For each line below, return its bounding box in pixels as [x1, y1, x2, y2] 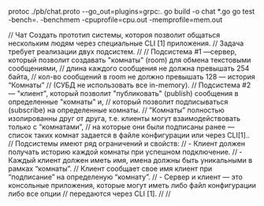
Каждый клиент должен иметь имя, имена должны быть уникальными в [8, 156, 253, 164]
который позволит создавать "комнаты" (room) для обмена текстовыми [8, 55, 251, 64]
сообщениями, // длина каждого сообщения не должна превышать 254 [8, 64, 250, 73]
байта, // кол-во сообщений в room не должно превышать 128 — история [8, 72, 256, 81]
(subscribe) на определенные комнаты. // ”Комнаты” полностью [8, 105, 225, 115]
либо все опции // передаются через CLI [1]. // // [8, 189, 171, 198]
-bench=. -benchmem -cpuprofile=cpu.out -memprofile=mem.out [8, 15, 223, 24]
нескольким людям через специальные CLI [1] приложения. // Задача [8, 39, 244, 48]
